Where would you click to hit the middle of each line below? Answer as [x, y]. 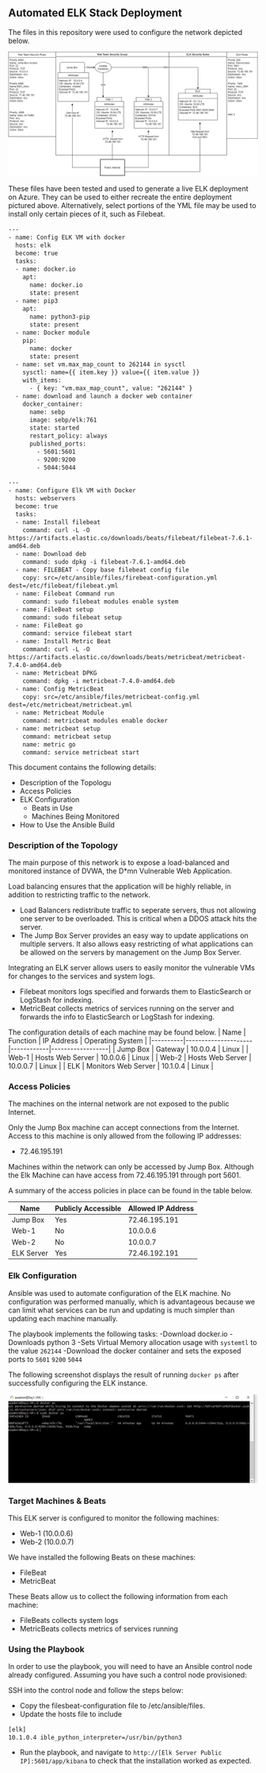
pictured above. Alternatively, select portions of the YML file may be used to [132, 205]
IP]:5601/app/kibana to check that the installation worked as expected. [135, 1761]
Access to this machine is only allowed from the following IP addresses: [125, 1136]
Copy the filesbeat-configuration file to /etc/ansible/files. [112, 1706]
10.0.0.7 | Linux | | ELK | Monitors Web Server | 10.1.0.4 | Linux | [111, 1066]
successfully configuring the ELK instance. [78, 1383]
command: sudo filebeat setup [72, 617]
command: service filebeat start [78, 633]
